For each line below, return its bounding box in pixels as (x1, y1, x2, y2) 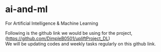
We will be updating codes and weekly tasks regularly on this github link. (5, 40, 156, 46)
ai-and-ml (5, 4, 48, 15)
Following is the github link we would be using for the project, (5, 30, 132, 36)
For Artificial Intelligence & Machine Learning (5, 20, 99, 26)
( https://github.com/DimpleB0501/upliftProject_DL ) (5, 35, 111, 41)
